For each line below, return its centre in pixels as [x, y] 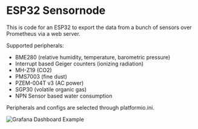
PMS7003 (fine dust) [41, 76]
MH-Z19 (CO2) [34, 70]
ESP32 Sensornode [56, 11]
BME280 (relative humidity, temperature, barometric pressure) [93, 57]
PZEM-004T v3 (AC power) [49, 83]
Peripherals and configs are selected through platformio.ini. [80, 107]
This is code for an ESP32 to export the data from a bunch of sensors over [99, 27]
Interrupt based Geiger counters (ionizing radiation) [79, 64]
